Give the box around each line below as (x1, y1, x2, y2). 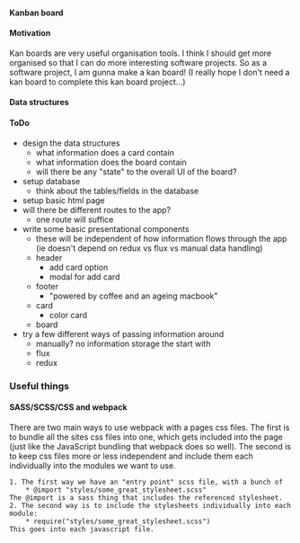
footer (35, 280, 59, 291)
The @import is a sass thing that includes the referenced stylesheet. (9, 493, 283, 503)
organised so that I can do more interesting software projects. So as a (9, 57, 268, 67)
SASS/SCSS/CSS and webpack (9, 402, 128, 413)
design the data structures (22, 138, 120, 148)
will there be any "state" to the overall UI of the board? (35, 166, 237, 177)
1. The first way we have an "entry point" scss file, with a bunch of (9, 477, 283, 486)
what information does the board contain (35, 156, 187, 167)
